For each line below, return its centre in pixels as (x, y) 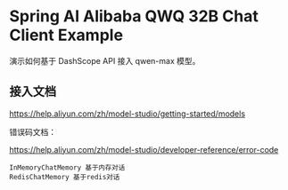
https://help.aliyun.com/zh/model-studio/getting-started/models (128, 114)
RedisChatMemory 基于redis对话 (65, 177)
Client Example (66, 35)
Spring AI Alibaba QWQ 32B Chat (134, 16)
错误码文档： (33, 131)
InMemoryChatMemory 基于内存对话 (67, 167)
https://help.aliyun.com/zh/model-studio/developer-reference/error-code (144, 149)
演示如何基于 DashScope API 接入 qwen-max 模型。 (105, 60)
